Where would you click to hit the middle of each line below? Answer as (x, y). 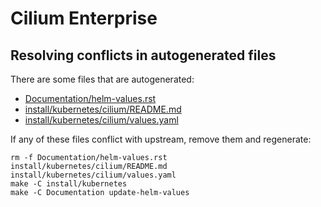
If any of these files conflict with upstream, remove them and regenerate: (161, 139)
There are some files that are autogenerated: (102, 79)
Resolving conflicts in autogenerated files (143, 55)
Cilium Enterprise (84, 18)
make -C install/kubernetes (69, 184)
